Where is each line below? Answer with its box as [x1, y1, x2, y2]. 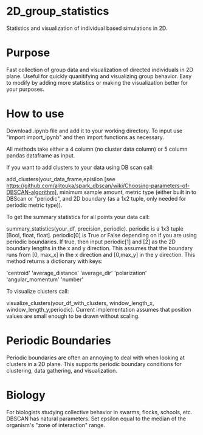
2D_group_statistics [6, 4, 109, 18]
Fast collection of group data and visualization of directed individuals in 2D [6, 66, 193, 73]
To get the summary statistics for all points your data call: [6, 213, 150, 220]
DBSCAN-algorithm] [6, 188, 57, 196]
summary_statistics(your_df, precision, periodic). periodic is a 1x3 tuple [6, 225, 184, 232]
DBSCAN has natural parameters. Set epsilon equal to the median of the [6, 415, 187, 422]
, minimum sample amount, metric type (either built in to [57, 188, 196, 196]
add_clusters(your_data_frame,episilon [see [6, 175, 115, 182]
